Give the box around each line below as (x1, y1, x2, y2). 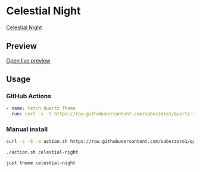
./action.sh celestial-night (6, 149, 79, 155)
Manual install (6, 125, 48, 133)
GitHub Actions (6, 92, 52, 101)
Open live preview (6, 57, 51, 64)
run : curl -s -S (11, 111, 52, 117)
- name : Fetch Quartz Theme (6, 105, 76, 111)
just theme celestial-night (6, 160, 76, 166)
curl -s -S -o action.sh (6, 139, 68, 145)
